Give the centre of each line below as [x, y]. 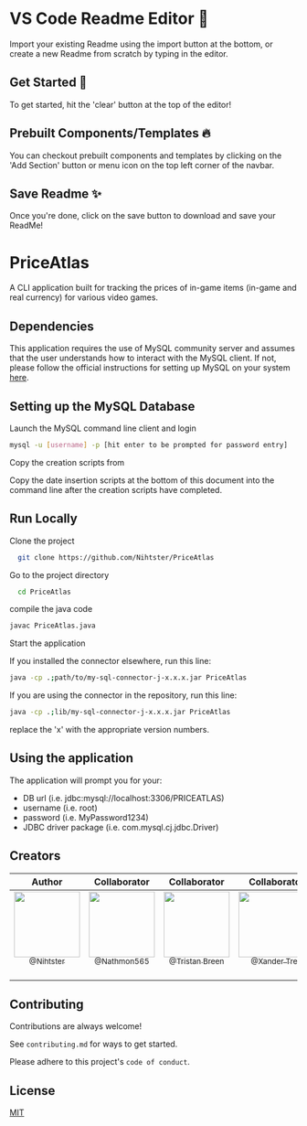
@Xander [268, 961]
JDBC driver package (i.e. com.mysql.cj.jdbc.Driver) [121, 827]
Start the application [48, 643]
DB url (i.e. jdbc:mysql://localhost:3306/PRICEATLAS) [123, 798]
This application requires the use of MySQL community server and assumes [152, 349]
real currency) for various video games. [84, 297]
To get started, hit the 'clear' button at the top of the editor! [121, 104]
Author [47, 882]
